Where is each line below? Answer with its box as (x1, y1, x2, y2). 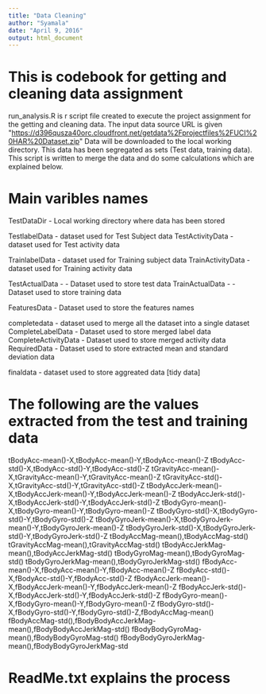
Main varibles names (8, 190, 148, 207)
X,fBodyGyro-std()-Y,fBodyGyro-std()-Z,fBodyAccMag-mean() (8, 607, 214, 617)
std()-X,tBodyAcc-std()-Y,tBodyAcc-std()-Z (8, 464, 150, 474)
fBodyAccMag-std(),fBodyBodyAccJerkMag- (8, 616, 156, 626)
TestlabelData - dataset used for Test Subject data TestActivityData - (8, 231, 234, 241)
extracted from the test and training (8, 413, 249, 430)
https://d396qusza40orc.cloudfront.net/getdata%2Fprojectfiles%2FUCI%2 (11, 128, 257, 138)
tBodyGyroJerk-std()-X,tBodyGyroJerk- (125, 523, 256, 533)
